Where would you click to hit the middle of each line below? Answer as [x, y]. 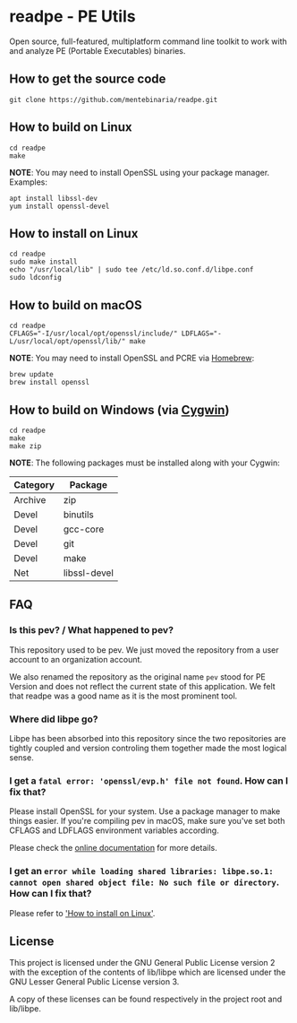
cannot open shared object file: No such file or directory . [144, 882]
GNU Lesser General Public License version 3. [94, 982]
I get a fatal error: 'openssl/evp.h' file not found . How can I [149, 780]
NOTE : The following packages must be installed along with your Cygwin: [144, 463]
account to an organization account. [76, 659]
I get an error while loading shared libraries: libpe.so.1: [142, 871]
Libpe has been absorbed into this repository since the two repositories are [148, 738]
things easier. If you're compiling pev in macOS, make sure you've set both [147, 821]
